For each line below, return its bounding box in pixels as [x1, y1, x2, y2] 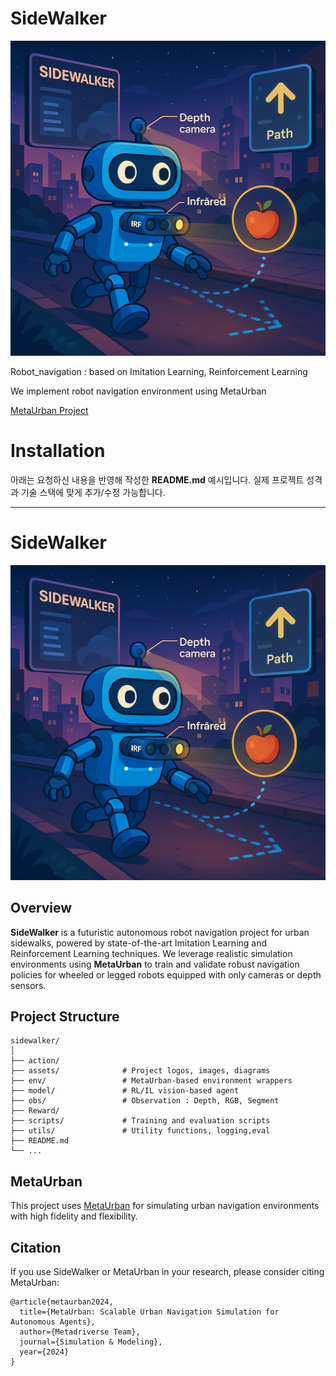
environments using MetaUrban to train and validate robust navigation [10, 958, 300, 970]
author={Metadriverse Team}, [19, 1327, 141, 1337]
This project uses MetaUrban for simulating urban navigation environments [10, 1200, 320, 1212]
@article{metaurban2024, [10, 1297, 114, 1307]
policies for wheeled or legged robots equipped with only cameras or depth [10, 968, 322, 981]
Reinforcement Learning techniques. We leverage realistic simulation [10, 947, 293, 959]
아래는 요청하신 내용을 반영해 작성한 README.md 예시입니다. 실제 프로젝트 [10, 473, 305, 486]
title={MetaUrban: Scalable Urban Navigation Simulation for [19, 1307, 280, 1317]
